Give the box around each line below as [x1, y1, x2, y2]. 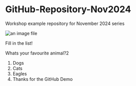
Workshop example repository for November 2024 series [5, 20, 125, 26]
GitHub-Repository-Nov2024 [5, 4, 131, 15]
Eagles [12, 70, 27, 77]
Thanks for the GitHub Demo [12, 76, 73, 82]
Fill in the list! [5, 40, 33, 46]
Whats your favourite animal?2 [5, 50, 70, 56]
